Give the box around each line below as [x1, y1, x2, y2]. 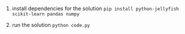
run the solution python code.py [11, 22, 90, 28]
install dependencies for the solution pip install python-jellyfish [11, 5, 179, 12]
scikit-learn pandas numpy [11, 11, 80, 17]
